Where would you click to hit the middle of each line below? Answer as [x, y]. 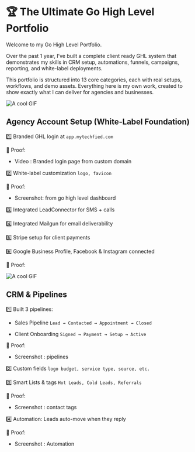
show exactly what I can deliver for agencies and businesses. [80, 92]
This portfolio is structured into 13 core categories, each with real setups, [94, 80]
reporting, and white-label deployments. [54, 68]
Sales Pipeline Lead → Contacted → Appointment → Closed [83, 323]
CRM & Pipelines [36, 295]
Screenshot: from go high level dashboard [65, 198]
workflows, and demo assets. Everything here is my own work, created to [94, 85]
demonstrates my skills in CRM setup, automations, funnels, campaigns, [93, 62]
